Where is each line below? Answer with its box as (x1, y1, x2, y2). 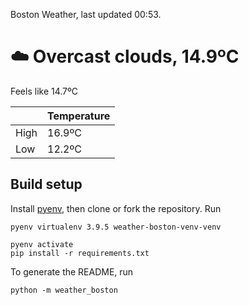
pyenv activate (10, 239, 74, 249)
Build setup (10, 176, 83, 193)
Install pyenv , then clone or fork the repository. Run (10, 202, 222, 214)
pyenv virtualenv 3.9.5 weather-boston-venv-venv (10, 222, 222, 232)
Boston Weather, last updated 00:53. (10, 9, 162, 20)
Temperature (47, 109, 111, 123)
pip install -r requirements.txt (10, 248, 150, 258)
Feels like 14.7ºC (10, 85, 79, 97)
